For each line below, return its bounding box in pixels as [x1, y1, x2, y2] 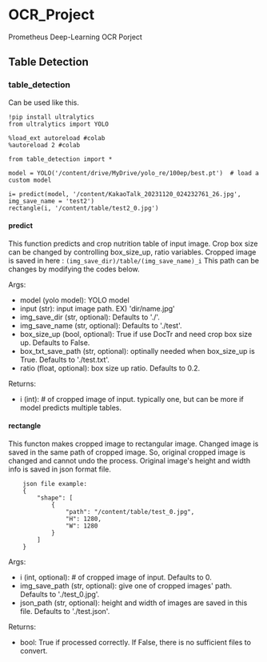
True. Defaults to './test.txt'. [19, 355, 110, 364]
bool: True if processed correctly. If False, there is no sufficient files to [19, 638, 252, 648]
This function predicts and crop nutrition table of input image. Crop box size [8, 239, 258, 248]
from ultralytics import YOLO [8, 120, 110, 128]
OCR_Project [8, 6, 94, 24]
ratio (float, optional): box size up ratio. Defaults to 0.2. [19, 363, 201, 373]
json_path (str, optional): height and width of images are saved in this [19, 598, 248, 608]
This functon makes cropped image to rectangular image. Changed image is [8, 439, 259, 449]
